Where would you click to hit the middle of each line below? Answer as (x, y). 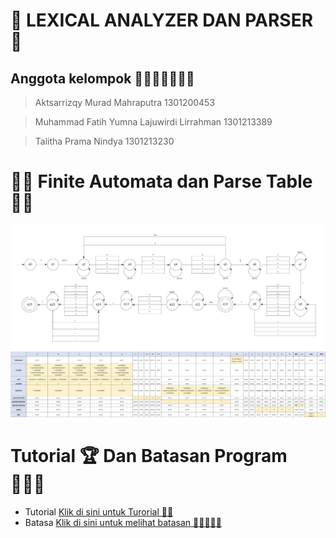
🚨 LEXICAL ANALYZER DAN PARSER (162, 20)
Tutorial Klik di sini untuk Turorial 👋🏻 (99, 512)
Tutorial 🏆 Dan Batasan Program (149, 456)
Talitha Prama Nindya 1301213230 (104, 141)
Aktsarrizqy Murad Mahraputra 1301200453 (125, 102)
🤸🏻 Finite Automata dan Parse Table (161, 181)
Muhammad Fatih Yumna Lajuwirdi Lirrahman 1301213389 (153, 122)
